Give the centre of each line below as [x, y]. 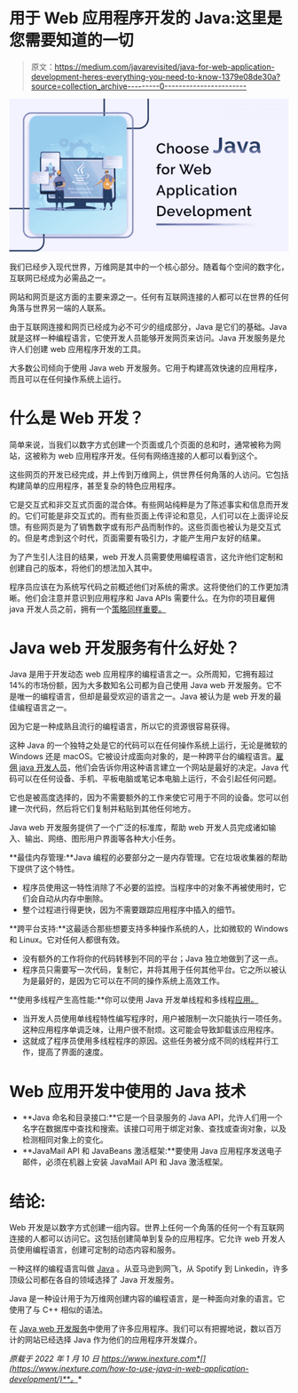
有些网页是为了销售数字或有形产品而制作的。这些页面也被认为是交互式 [153, 526]
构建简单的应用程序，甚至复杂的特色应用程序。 [94, 485]
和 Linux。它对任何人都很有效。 [67, 940]
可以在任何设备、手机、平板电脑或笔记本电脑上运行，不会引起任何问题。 [149, 779]
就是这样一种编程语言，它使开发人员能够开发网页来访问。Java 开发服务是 [143, 338]
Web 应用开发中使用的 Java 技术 [128, 1091]
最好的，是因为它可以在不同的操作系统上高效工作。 [131, 981]
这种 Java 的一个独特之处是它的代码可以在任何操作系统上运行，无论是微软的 [149, 745]
